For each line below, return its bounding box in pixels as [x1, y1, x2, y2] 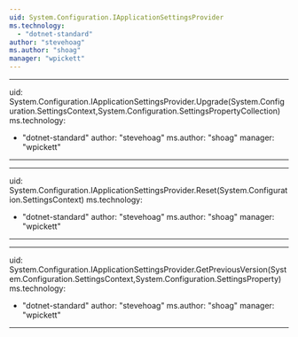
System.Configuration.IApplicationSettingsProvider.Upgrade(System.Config [9, 97, 286, 106]
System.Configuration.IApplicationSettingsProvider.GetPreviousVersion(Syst [9, 264, 286, 275]
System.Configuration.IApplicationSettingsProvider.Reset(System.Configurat [9, 185, 288, 195]
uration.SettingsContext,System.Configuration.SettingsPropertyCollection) [9, 106, 281, 116]
